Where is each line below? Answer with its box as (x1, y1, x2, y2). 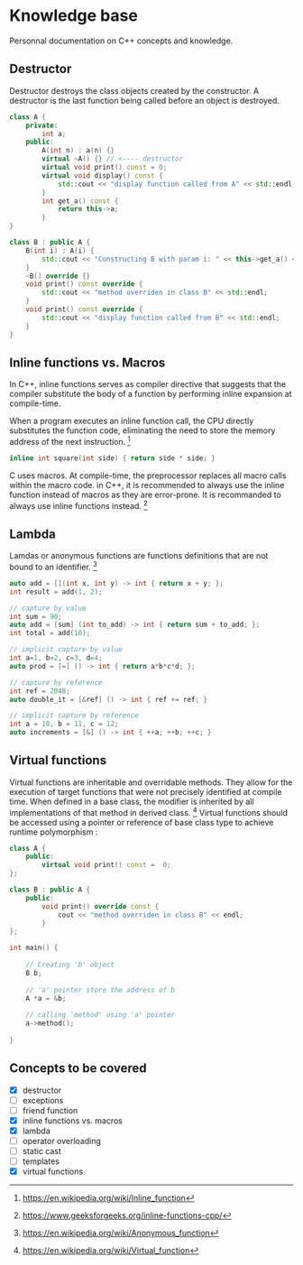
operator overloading (22, 1135, 102, 1146)
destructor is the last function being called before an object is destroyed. (9, 95, 280, 106)
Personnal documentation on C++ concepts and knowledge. (9, 35, 234, 46)
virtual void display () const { (41, 171, 164, 180)
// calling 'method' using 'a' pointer (25, 1011, 176, 1020)
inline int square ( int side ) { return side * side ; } (9, 453, 216, 463)
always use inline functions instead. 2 (9, 498, 149, 511)
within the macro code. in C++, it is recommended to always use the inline (9, 479, 285, 490)
